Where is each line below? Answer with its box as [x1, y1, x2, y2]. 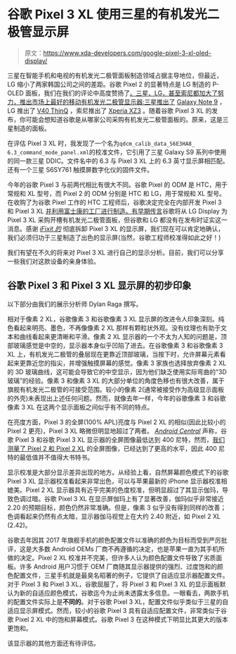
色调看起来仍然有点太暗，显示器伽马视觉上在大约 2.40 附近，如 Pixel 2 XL [7, 512, 221, 520]
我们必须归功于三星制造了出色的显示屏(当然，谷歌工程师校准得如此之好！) [7, 233, 221, 242]
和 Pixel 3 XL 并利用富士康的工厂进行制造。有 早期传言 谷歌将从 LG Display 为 [7, 206, 228, 215]
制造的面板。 [13, 124, 51, 132]
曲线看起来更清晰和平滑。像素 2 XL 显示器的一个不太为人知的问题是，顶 [19, 332, 227, 340]
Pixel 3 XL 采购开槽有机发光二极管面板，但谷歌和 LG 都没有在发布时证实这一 [7, 216, 228, 224]
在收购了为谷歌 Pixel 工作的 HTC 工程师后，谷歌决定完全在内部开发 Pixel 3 [7, 198, 222, 206]
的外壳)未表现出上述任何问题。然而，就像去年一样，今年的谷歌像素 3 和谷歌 [7, 394, 226, 402]
